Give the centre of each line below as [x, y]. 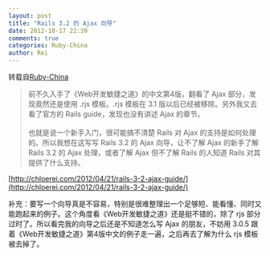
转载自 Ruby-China [39, 77]
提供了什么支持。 [56, 163]
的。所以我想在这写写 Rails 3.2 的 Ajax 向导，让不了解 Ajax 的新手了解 [143, 142]
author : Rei [28, 53]
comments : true [34, 38]
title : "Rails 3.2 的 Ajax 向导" [62, 23]
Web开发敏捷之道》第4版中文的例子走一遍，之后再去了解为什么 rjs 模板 [140, 234]
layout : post [30, 16]
